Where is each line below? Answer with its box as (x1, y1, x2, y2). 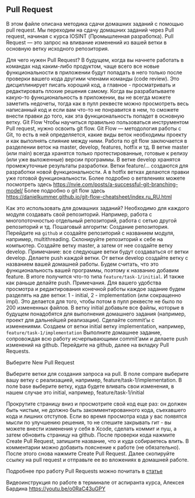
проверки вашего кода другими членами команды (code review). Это (6, 75, 180, 82)
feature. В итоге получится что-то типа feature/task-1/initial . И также (6, 273, 184, 280)
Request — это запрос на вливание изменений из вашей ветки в (6, 39, 167, 46)
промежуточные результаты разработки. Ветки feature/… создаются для (6, 162, 189, 169)
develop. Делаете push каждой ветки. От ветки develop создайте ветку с (6, 254, 189, 261)
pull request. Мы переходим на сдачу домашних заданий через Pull (6, 26, 174, 33)
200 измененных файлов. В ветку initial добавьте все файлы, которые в (6, 304, 184, 311)
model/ (6, 187, 23, 194)
